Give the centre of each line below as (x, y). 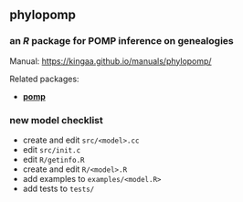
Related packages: (44, 79)
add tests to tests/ (58, 188)
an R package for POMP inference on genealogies (122, 41)
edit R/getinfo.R (53, 159)
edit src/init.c (52, 149)
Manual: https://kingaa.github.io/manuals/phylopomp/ (111, 61)
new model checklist (56, 120)
